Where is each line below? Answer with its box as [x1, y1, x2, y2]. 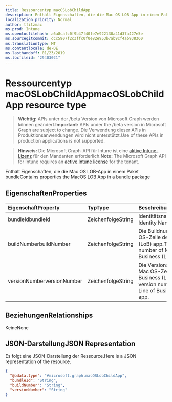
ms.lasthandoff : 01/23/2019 [5, 50, 66, 55]
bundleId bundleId [8, 216, 50, 223]
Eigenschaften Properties [5, 189, 87, 197]
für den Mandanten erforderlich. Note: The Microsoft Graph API [33, 153, 166, 159]
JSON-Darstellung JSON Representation [5, 339, 136, 348]
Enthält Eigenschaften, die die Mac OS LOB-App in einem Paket [5, 169, 139, 175]
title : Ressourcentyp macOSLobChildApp [5, 7, 91, 13]
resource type [25, 99, 87, 111]
